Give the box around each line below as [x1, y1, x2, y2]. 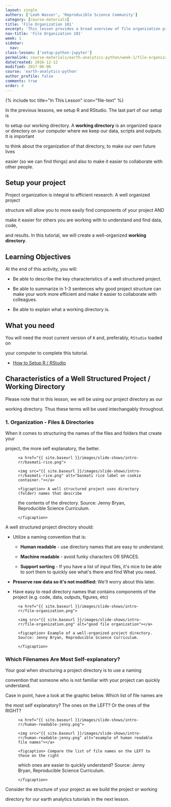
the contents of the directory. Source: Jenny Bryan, [18, 500, 126, 506]
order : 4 [5, 83, 24, 88]
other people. [5, 163, 34, 170]
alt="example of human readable [83, 735, 153, 741]
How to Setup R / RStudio [12, 360, 66, 366]
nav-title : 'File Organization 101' [5, 31, 83, 36]
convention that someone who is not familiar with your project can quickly [5, 677, 160, 683]
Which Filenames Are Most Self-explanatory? [5, 656, 121, 663]
